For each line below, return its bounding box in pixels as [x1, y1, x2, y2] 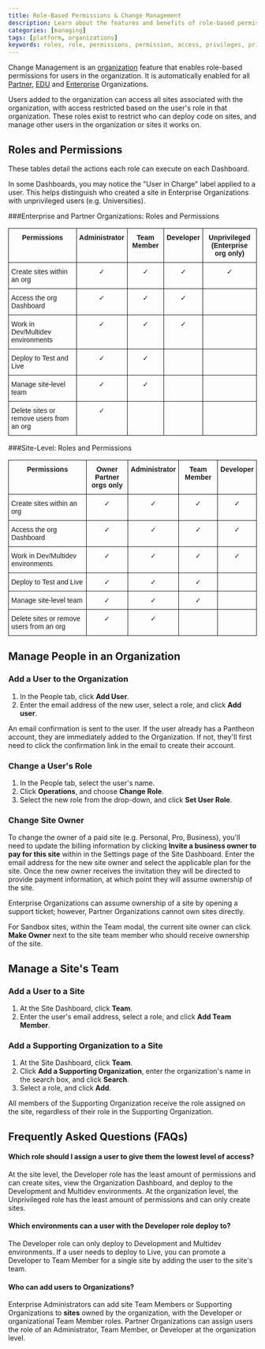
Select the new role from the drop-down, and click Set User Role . [19, 795, 233, 804]
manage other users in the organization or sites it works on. [8, 120, 202, 130]
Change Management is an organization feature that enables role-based [8, 62, 243, 72]
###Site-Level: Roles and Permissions [8, 443, 132, 452]
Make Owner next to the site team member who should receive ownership [8, 931, 250, 940]
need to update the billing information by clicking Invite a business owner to [8, 841, 257, 851]
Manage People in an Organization [8, 650, 181, 663]
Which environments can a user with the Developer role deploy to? [8, 1221, 231, 1230]
